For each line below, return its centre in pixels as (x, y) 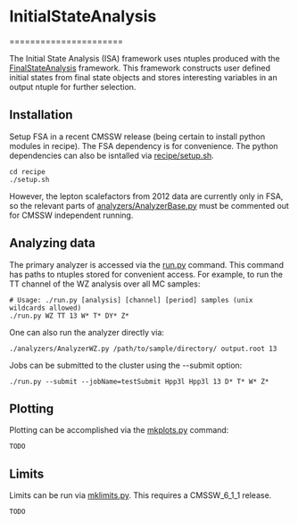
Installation (41, 115)
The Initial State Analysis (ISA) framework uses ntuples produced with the (145, 58)
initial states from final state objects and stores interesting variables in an (144, 77)
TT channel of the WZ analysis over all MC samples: (105, 284)
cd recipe (28, 171)
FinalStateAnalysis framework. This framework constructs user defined (140, 68)
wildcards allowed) (46, 308)
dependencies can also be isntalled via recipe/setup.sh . (112, 155)
